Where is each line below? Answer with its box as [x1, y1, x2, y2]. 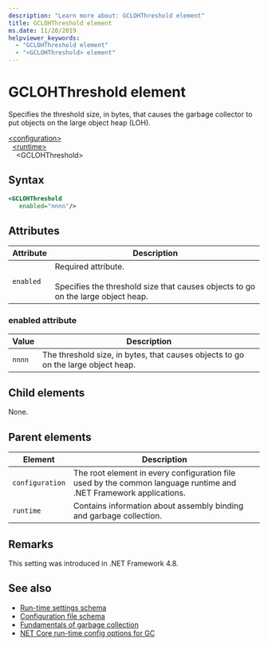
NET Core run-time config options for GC [19, 628, 156, 638]
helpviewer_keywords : [8, 33, 81, 42]
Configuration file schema [19, 611, 105, 620]
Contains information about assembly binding [73, 500, 244, 511]
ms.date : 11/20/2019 [8, 26, 77, 34]
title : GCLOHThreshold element [8, 19, 112, 27]
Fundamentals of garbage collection [19, 620, 140, 629]
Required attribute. [54, 261, 125, 272]
